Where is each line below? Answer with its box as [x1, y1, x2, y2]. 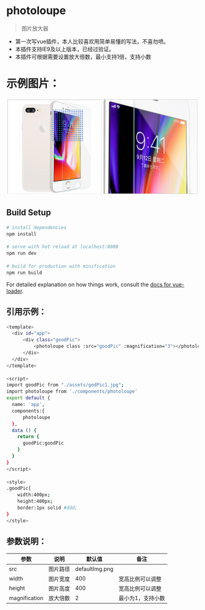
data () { [12, 427, 37, 434]
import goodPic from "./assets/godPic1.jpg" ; [6, 382, 124, 388]
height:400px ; [17, 499, 53, 505]
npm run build [6, 269, 43, 276]
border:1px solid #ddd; [17, 505, 78, 511]
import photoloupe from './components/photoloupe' [6, 388, 138, 395]
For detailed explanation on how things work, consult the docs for [6, 281, 171, 288]
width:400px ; [17, 492, 51, 498]
